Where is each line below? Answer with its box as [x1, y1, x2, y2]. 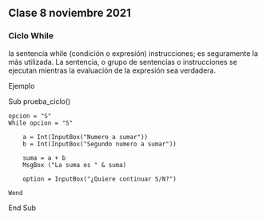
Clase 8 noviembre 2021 [8, 6, 132, 20]
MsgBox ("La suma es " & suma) [22, 161, 127, 169]
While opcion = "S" [8, 119, 73, 127]
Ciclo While [8, 30, 54, 42]
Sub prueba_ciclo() [8, 96, 71, 106]
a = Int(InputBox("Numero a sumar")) [22, 133, 149, 141]
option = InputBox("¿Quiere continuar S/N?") [22, 175, 177, 183]
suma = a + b [22, 153, 66, 162]
